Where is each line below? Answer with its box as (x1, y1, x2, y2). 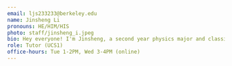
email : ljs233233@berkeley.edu (7, 10, 97, 17)
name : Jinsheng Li (7, 16, 60, 23)
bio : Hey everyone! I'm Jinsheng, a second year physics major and (7, 36, 206, 43)
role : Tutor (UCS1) (7, 42, 64, 49)
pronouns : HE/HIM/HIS (7, 23, 70, 30)
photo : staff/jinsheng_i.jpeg (7, 29, 95, 36)
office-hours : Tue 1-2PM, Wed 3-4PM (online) (7, 49, 140, 56)
